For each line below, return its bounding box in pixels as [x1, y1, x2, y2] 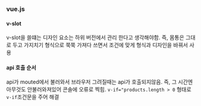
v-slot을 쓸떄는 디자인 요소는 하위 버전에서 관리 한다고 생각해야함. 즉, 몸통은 [6, 34, 185, 41]
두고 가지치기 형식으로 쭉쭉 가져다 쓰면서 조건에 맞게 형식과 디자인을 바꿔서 [12, 42, 188, 49]
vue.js [6, 5, 25, 13]
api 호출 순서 [6, 64, 36, 71]
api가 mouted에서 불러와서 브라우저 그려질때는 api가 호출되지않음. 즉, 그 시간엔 [6, 78, 193, 86]
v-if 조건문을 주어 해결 [6, 93, 59, 101]
